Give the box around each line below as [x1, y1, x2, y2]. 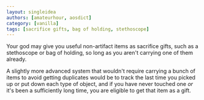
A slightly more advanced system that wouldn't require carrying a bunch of [6, 68, 196, 75]
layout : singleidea [6, 9, 56, 15]
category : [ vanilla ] [6, 20, 59, 26]
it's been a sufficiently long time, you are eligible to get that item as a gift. [6, 87, 191, 95]
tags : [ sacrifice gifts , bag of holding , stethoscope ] [6, 26, 149, 32]
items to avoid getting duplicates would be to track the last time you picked [6, 74, 196, 81]
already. [6, 55, 27, 63]
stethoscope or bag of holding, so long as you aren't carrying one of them [6, 49, 194, 57]
